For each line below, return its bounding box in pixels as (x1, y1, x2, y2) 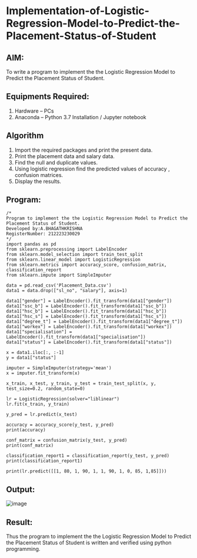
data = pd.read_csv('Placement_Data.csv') (6, 283, 112, 288)
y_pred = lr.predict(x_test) (6, 412, 78, 418)
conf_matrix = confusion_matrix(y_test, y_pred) (6, 438, 128, 444)
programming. (6, 546, 41, 553)
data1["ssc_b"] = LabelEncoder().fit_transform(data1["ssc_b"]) (6, 303, 167, 309)
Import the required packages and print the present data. (14, 146, 153, 153)
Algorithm (6, 131, 44, 141)
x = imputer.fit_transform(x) (6, 370, 81, 376)
